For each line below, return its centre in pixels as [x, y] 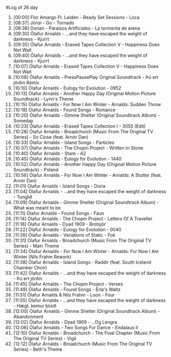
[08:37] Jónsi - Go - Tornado [44, 23]
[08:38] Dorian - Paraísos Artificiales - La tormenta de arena [77, 28]
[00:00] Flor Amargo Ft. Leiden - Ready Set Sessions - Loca [76, 17]
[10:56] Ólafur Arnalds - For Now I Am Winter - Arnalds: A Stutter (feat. [88, 175]
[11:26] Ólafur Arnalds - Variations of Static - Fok [64, 235]
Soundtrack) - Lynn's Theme [43, 99]
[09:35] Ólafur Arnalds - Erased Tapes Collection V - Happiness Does [86, 45]
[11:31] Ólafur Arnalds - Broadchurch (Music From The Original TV [82, 240]
